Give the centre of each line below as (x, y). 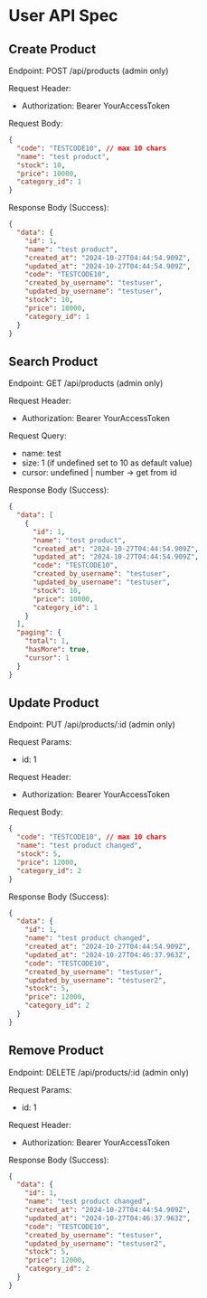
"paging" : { (39, 633)
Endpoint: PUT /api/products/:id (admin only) (92, 725)
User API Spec (63, 16)
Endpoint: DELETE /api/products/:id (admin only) (99, 1072)
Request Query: (38, 436)
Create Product (52, 49)
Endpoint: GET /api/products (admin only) (86, 383)
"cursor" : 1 (47, 658)
